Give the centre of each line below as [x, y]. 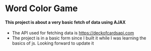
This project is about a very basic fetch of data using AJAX [65, 22]
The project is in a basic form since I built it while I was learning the [79, 38]
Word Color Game [42, 8]
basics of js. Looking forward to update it [53, 43]
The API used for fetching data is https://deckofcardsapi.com [73, 33]
